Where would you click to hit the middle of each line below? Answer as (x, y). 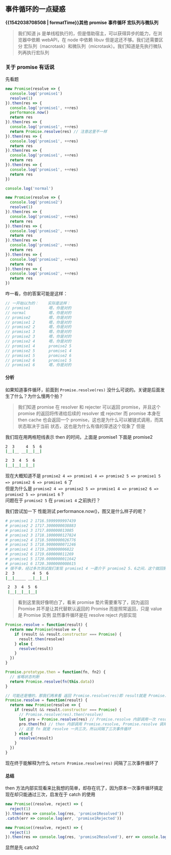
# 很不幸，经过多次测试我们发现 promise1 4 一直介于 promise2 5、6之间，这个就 (82, 568)
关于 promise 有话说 (30, 67)
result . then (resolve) (42, 639)
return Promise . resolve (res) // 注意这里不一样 (59, 131)
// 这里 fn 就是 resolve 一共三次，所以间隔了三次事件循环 (75, 729)
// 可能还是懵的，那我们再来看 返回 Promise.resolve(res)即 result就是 (76, 695)
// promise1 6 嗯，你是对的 (38, 365)
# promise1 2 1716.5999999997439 (41, 521)
